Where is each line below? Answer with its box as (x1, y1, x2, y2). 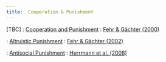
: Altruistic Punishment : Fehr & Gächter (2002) (6, 37, 123, 44)
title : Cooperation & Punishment (6, 9, 94, 15)
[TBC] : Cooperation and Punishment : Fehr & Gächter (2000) (6, 26, 160, 33)
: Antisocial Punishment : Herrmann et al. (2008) (6, 49, 128, 57)
